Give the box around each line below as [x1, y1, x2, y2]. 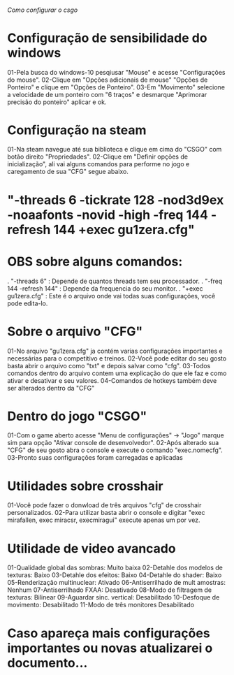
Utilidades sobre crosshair [7, 478, 163, 494]
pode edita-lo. [7, 299, 48, 307]
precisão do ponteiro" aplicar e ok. [7, 98, 107, 106]
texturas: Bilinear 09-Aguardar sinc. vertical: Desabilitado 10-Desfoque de [7, 593, 220, 602]
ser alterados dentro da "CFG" [7, 384, 95, 392]
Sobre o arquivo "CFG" [7, 324, 143, 339]
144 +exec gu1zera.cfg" [53, 222, 195, 238]
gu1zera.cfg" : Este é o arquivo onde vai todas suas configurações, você [7, 291, 216, 300]
